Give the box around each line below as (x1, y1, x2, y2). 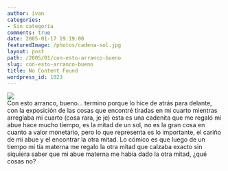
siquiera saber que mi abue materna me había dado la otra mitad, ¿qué (7, 150, 207, 158)
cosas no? (7, 157, 36, 166)
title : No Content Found (7, 67, 78, 74)
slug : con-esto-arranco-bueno (7, 61, 94, 68)
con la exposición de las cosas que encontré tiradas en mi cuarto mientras (7, 107, 218, 115)
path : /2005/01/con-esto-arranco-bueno (7, 55, 122, 62)
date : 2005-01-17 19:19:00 (7, 36, 84, 42)
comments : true (7, 29, 51, 36)
